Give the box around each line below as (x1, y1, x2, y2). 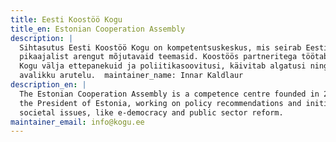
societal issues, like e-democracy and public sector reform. (19, 107, 284, 118)
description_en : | (10, 80, 87, 90)
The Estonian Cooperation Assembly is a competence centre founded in (19, 89, 320, 99)
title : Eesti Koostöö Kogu (10, 14, 123, 25)
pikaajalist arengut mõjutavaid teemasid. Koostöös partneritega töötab (19, 52, 329, 62)
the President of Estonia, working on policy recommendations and (19, 98, 302, 108)
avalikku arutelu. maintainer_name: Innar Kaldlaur (19, 71, 244, 81)
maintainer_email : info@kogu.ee (10, 117, 145, 127)
